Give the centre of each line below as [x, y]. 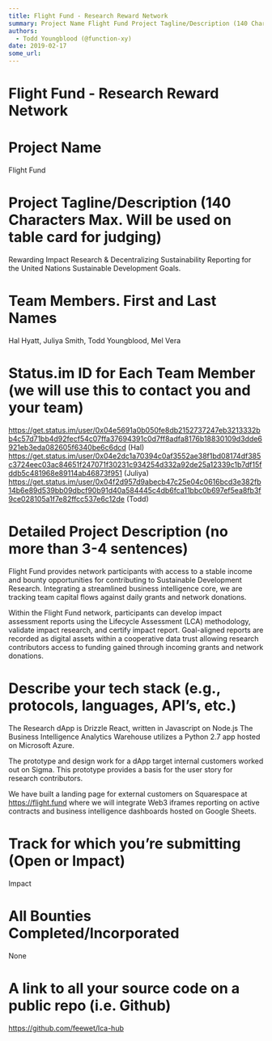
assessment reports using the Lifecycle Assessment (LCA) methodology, [130, 621]
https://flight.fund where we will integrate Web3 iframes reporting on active [134, 802]
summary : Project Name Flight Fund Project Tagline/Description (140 [128, 23]
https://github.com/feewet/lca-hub [66, 1028]
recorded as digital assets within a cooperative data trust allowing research [134, 638]
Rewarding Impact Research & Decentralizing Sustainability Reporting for [130, 260]
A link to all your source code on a [124, 988]
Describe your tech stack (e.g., [115, 688]
